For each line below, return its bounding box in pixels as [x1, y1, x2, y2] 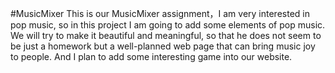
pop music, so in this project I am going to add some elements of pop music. [10, 19, 326, 31]
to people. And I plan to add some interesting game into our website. [10, 51, 293, 62]
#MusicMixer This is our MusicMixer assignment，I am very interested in [10, 8, 310, 19]
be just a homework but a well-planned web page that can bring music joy [10, 40, 316, 52]
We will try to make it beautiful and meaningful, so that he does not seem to [10, 30, 322, 41]
